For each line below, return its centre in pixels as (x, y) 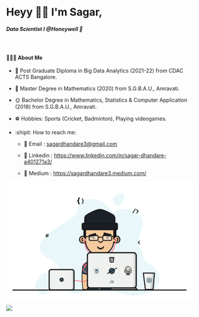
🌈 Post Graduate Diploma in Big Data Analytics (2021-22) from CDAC (99, 71)
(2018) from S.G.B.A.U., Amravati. (56, 107)
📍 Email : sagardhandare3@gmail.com (70, 144)
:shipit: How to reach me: (45, 133)
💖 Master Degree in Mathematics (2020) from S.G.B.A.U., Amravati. (97, 89)
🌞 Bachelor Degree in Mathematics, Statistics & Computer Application (101, 100)
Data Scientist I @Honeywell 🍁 (45, 29)
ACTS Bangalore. (36, 77)
